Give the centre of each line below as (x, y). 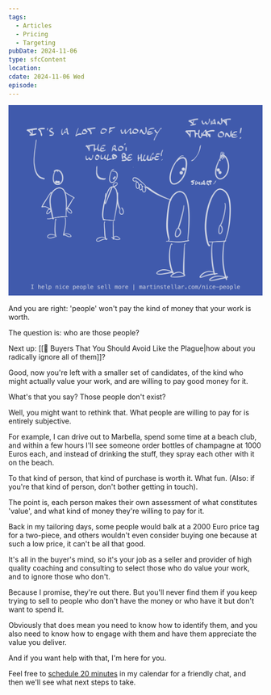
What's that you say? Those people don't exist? (87, 397)
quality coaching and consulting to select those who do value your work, (129, 568)
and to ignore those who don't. (60, 577)
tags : (17, 17)
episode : (23, 85)
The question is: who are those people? (74, 333)
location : (25, 69)
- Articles (34, 25)
